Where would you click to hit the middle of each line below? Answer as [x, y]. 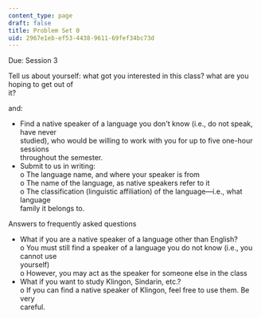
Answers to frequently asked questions [72, 224]
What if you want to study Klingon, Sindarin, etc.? [100, 282]
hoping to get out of [41, 84]
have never [38, 132]
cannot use [38, 257]
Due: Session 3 [33, 61]
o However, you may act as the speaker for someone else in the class [134, 273]
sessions [34, 149]
